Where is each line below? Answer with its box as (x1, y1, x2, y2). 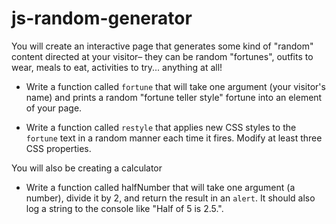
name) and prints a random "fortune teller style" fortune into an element (25, 91, 323, 103)
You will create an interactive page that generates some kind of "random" (11, 40, 314, 52)
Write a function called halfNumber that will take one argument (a (25, 181, 296, 193)
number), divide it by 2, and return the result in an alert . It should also (25, 192, 316, 204)
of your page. (25, 102, 83, 114)
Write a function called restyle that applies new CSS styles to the (25, 121, 297, 133)
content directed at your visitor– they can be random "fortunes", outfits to (11, 50, 314, 62)
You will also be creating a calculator (11, 162, 163, 174)
